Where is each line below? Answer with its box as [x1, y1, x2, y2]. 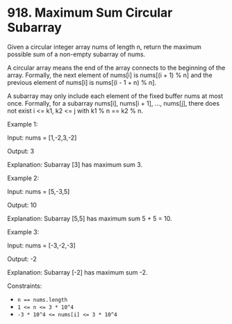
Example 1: [7, 120, 38, 128]
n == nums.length [17, 296, 68, 303]
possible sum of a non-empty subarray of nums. [7, 50, 146, 58]
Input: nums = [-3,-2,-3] [7, 241, 76, 250]
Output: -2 [7, 254, 37, 263]
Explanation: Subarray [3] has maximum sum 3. [7, 160, 143, 168]
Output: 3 [7, 147, 35, 155]
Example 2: [7, 174, 40, 182]
